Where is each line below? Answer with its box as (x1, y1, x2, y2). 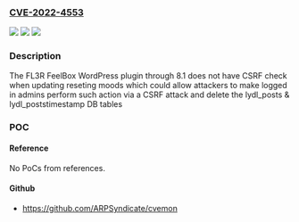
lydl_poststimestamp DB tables (9, 98, 123, 109)
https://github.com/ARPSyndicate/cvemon (21, 202, 179, 213)
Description (9, 50, 62, 62)
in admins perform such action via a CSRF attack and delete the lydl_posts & (9, 89, 290, 100)
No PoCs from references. (9, 162, 105, 173)
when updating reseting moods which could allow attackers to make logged (9, 79, 287, 90)
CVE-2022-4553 (9, 6, 85, 19)
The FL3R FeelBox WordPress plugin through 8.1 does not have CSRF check (9, 70, 287, 81)
